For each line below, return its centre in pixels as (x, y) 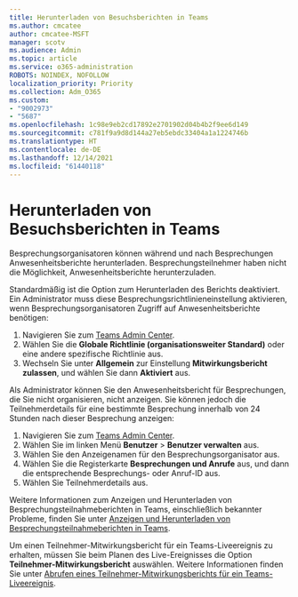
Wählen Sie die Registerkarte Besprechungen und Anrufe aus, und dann (156, 464)
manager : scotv (37, 42)
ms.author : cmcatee (45, 26)
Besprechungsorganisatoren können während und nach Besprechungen (141, 253)
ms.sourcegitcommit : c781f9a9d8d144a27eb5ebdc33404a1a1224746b (129, 133)
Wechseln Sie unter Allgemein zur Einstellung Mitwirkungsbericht (145, 363)
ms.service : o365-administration (71, 68)
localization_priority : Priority (71, 84)
